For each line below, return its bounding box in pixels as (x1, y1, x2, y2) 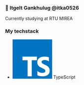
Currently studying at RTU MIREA (5, 16, 73, 22)
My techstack (5, 28, 39, 35)
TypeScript (53, 74, 76, 80)
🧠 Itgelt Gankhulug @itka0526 (5, 4, 79, 11)
